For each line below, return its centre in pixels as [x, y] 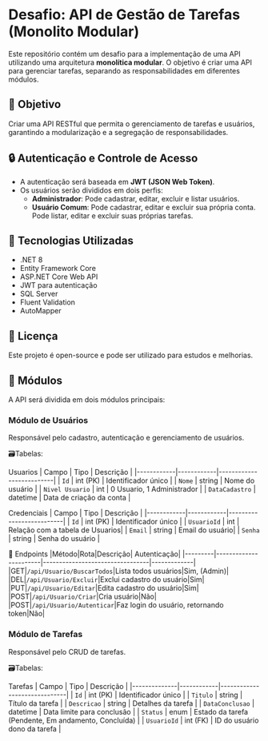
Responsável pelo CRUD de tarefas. [67, 651]
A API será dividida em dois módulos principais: [87, 400]
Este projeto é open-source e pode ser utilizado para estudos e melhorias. [131, 355]
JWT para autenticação [58, 285]
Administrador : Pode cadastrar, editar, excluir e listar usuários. [136, 198]
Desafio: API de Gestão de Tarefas [124, 15]
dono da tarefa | [35, 728]
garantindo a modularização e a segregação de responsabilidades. [118, 132]
